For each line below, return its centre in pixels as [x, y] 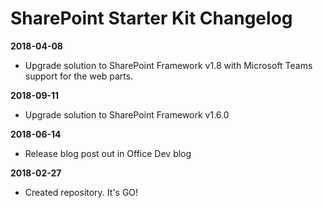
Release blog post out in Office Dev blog [108, 153]
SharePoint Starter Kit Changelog [151, 18]
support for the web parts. [79, 76]
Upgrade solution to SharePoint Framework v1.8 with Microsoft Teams [168, 65]
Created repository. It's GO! [81, 192]
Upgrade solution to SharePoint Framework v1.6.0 [127, 114]
